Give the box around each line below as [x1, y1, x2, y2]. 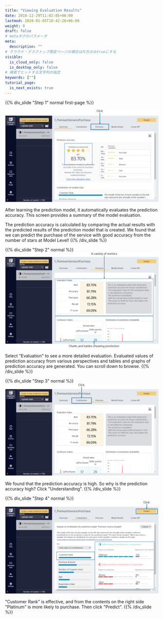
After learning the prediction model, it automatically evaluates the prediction [5, 207, 158, 213]
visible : [5, 54, 23, 59]
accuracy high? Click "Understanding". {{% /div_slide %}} [5, 486, 121, 492]
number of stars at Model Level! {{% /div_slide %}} [5, 237, 107, 243]
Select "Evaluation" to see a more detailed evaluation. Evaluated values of [5, 353, 154, 359]
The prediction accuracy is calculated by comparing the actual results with [5, 222, 155, 228]
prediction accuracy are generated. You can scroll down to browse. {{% [5, 363, 149, 369]
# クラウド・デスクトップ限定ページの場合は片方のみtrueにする [5, 49, 116, 54]
